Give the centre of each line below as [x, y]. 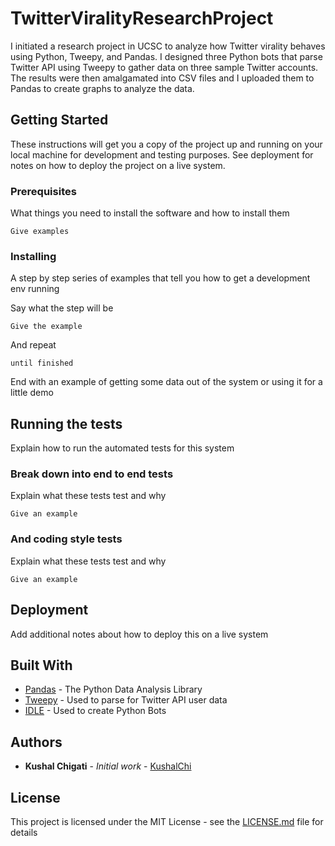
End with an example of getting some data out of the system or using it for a [166, 382]
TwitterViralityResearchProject [142, 18]
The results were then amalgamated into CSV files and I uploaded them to [162, 78]
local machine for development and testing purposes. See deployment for [162, 154]
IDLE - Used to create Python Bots [95, 711]
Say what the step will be [62, 308]
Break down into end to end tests [92, 474]
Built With [41, 665]
